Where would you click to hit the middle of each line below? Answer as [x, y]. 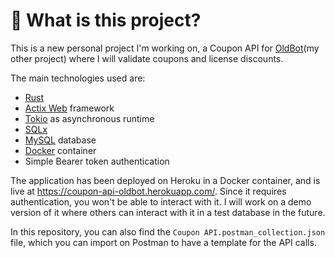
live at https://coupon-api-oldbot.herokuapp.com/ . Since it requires [148, 191]
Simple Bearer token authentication [97, 161]
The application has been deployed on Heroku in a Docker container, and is [165, 180]
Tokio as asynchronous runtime [89, 118]
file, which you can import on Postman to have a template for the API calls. [163, 242]
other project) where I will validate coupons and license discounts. [147, 58]
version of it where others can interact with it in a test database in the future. [168, 212]
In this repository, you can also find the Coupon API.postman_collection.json [168, 231]
